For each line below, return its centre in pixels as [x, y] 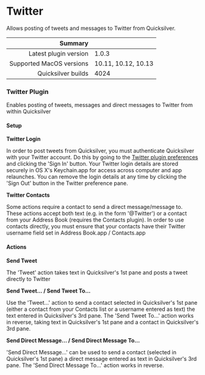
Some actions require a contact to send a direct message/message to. [95, 207]
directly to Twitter [28, 279]
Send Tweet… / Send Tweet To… [49, 291]
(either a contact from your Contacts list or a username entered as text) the [101, 309]
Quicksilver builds [63, 73]
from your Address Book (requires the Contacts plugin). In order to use [95, 220]
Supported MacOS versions [49, 64]
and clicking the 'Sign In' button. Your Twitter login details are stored [92, 164]
